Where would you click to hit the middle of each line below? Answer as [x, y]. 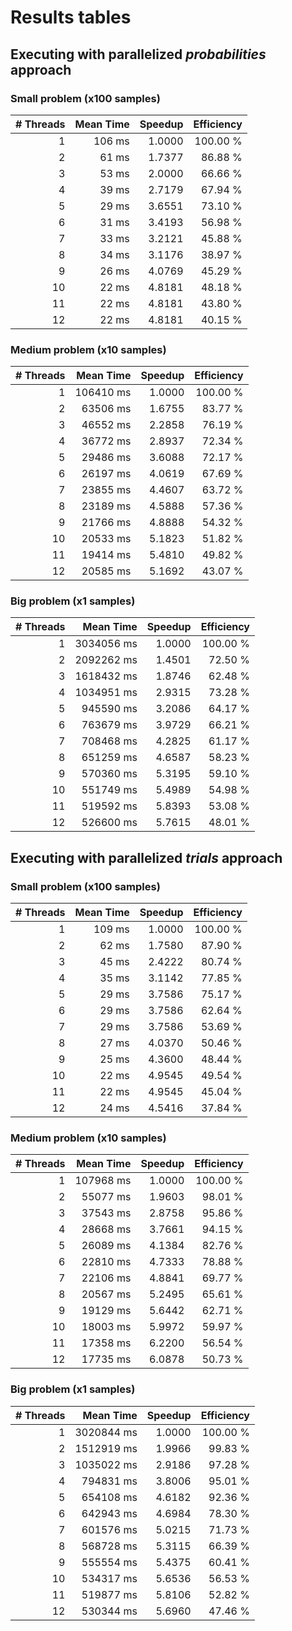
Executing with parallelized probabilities [138, 54]
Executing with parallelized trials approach [146, 857]
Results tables [71, 17]
